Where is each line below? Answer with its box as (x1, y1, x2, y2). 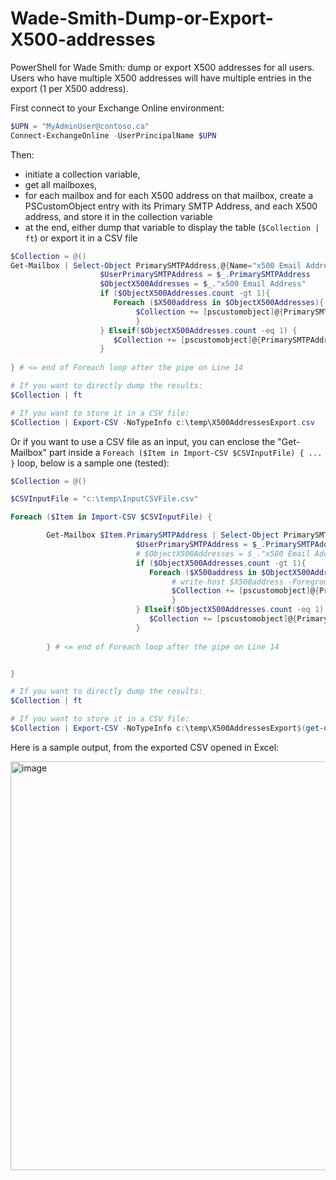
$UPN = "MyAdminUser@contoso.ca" (10, 121, 150, 131)
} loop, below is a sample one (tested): (10, 457, 170, 469)
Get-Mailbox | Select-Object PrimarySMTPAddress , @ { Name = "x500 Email (10, 260, 302, 271)
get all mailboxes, (24, 178, 98, 191)
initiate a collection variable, (24, 168, 141, 180)
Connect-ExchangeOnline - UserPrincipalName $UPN (10, 130, 217, 141)
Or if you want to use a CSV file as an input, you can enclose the (10, 435, 276, 447)
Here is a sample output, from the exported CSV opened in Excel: (10, 741, 280, 753)
